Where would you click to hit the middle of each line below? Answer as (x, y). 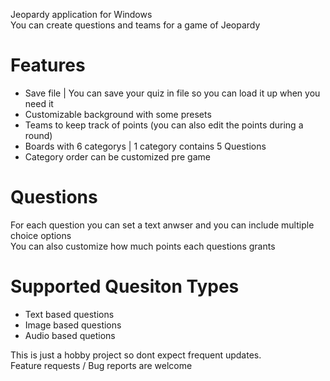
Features (48, 65)
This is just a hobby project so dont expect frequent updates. (136, 355)
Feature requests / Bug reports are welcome (101, 365)
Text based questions (69, 314)
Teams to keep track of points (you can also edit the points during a (164, 125)
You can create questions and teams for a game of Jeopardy (135, 25)
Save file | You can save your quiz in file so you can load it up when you (172, 93)
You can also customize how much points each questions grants (143, 246)
